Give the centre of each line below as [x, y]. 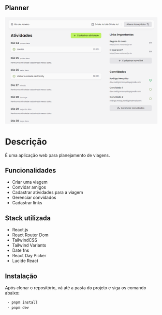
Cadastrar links [27, 203]
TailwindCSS [25, 240]
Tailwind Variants [29, 245]
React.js [20, 230]
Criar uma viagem [30, 182]
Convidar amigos [29, 187]
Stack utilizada [28, 218]
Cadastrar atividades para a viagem [47, 192]
